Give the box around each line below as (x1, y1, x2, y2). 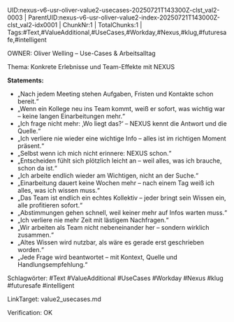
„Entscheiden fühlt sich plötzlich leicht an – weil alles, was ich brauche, (17, 156, 222, 165)
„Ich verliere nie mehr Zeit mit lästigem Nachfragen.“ (17, 216, 169, 224)
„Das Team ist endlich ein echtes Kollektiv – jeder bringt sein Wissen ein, (17, 193, 226, 202)
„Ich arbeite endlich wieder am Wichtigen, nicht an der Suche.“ (17, 171, 199, 180)
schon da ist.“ (17, 164, 57, 172)
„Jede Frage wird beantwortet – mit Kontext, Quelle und (17, 253, 178, 261)
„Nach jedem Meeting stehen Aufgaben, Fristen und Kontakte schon (17, 90, 214, 98)
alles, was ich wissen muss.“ (17, 186, 100, 194)
